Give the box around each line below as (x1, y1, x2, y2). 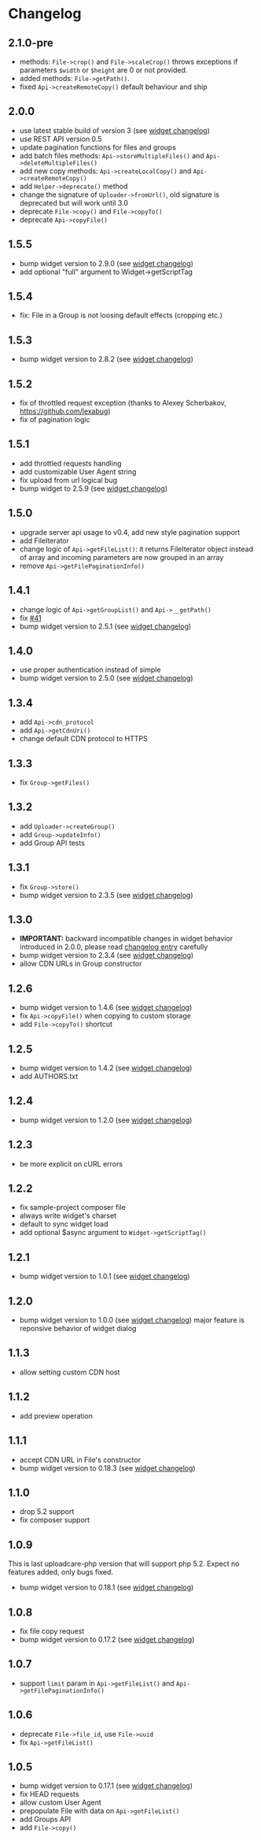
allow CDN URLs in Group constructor (19, 959, 143, 969)
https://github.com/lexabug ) (19, 406, 112, 416)
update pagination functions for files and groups (19, 143, 177, 152)
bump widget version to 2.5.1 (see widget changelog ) (19, 621, 192, 631)
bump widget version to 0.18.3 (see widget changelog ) (19, 1463, 196, 1473)
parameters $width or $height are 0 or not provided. (19, 65, 188, 75)
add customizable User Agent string (19, 466, 137, 477)
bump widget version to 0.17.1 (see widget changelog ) (19, 1781, 193, 1790)
